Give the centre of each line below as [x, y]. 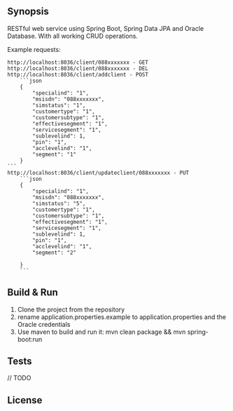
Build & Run [33, 293]
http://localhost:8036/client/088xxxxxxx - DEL [78, 68]
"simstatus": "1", [59, 105]
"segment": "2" [55, 252]
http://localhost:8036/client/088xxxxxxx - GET [78, 62]
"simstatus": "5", [59, 203]
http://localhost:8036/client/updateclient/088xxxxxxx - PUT [98, 173]
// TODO [19, 378]
